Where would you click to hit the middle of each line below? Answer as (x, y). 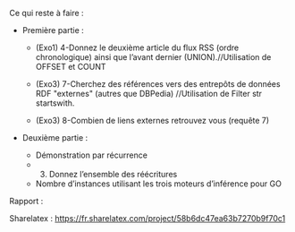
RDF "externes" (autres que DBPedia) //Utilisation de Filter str (148, 94)
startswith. (55, 103)
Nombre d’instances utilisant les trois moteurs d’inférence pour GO (158, 184)
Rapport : (26, 201)
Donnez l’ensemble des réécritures (113, 174)
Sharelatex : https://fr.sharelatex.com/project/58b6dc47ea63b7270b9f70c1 (147, 218)
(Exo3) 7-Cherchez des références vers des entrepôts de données (158, 84)
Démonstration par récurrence (91, 155)
